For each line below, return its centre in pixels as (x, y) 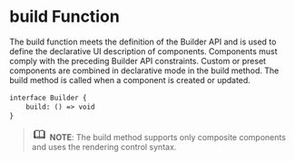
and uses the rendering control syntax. (104, 147)
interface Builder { (49, 98)
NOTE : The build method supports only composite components (167, 137)
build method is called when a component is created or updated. (130, 80)
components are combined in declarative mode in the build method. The (144, 71)
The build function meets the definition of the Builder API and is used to (143, 42)
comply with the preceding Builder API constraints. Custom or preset (138, 61)
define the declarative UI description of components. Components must (144, 51)
